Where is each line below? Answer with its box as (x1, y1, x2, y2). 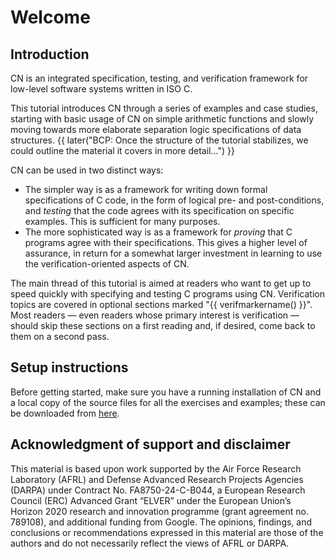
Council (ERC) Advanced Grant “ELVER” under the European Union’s (10, 494, 292, 506)
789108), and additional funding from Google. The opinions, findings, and (10, 516, 313, 528)
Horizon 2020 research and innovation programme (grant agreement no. (10, 505, 309, 517)
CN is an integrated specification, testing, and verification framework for (10, 72, 309, 84)
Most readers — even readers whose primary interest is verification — (10, 309, 300, 321)
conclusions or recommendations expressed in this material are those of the (10, 526, 324, 538)
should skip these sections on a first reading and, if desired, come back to (10, 320, 316, 331)
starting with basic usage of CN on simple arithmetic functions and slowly (10, 113, 315, 125)
